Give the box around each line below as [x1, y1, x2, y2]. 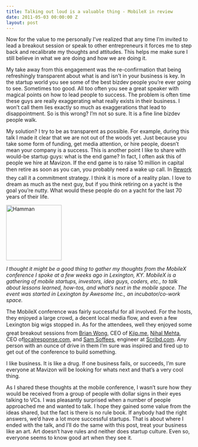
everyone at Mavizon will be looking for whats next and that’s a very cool [6, 366, 184, 373]
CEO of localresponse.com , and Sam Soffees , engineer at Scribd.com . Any [6, 336, 187, 343]
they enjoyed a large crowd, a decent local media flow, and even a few [6, 315, 177, 322]
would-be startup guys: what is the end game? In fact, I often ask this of [6, 153, 181, 160]
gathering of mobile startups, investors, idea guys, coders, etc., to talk [6, 278, 178, 285]
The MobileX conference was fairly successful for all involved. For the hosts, [6, 308, 193, 315]
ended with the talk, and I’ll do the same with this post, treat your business [6, 422, 187, 429]
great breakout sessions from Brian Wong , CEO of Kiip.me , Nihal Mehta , [6, 329, 181, 337]
